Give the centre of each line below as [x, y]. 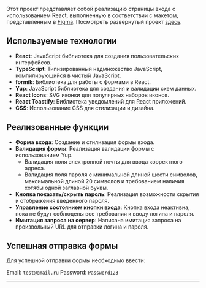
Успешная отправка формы [62, 246]
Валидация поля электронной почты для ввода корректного [103, 161]
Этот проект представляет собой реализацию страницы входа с [91, 9]
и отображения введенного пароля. [62, 200]
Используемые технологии [62, 41]
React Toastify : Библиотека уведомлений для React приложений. [101, 101]
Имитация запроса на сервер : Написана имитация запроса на [98, 220]
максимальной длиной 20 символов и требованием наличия [104, 181]
